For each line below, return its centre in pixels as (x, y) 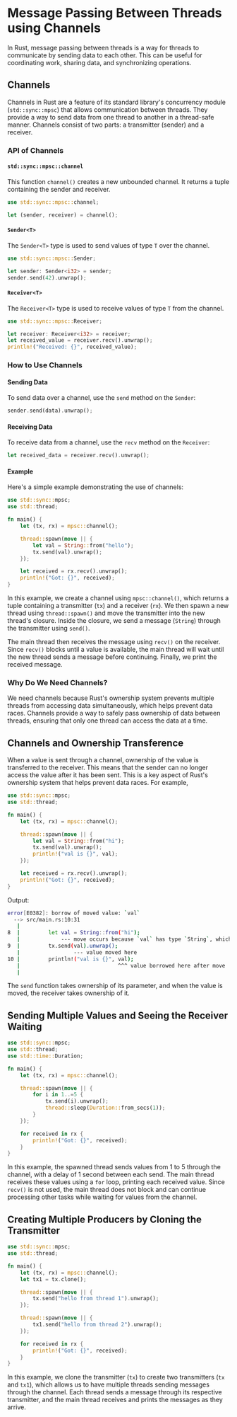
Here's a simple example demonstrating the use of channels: (96, 487)
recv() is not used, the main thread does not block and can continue (107, 1190)
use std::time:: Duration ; (45, 1056)
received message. (35, 665)
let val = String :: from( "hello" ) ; (83, 545)
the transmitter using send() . (49, 629)
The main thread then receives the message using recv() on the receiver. (114, 642)
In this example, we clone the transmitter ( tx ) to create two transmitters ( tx (116, 1377)
